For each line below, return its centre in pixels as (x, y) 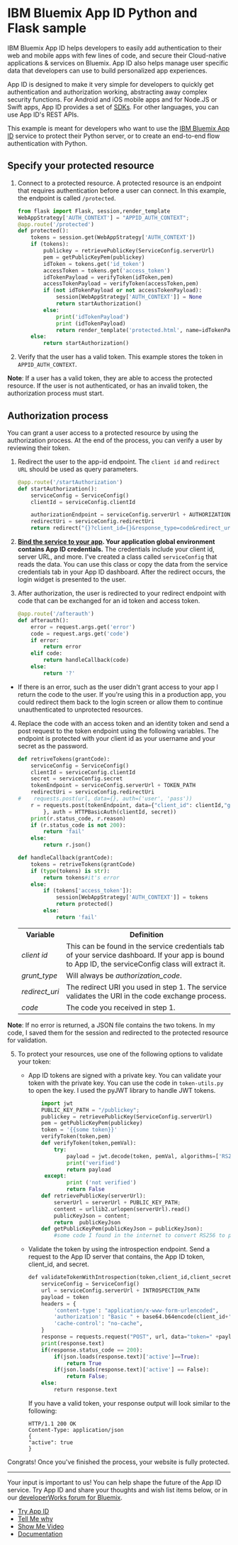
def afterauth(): (43, 620)
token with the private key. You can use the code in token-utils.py (126, 1083)
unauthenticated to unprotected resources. (80, 710)
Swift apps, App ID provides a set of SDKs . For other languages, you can (113, 107)
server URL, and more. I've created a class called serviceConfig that (117, 557)
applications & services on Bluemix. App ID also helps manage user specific (118, 63)
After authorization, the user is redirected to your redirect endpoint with (122, 593)
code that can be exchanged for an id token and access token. (109, 601)
